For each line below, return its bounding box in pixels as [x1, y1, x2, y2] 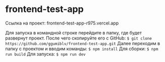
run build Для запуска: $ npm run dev [5, 51, 86, 57]
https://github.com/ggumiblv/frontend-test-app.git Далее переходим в [5, 40, 160, 46]
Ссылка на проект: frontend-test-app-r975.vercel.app [5, 20, 119, 26]
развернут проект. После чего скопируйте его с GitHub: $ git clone [5, 35, 152, 41]
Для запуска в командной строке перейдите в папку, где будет [5, 29, 142, 35]
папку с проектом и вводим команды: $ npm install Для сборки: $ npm [5, 45, 158, 51]
